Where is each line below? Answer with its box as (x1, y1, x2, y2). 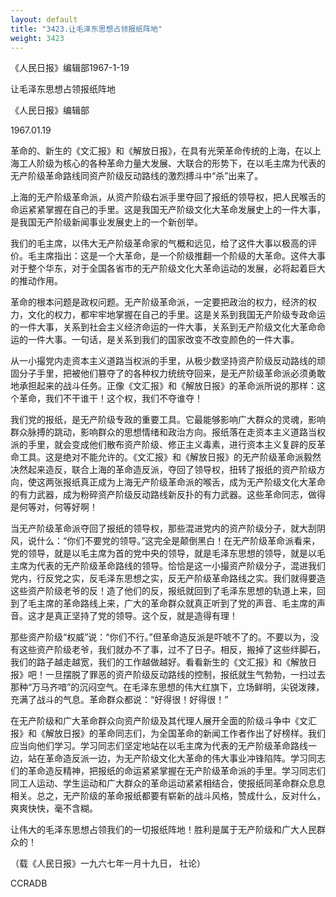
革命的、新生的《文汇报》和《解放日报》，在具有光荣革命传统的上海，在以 (10, 145, 313, 157)
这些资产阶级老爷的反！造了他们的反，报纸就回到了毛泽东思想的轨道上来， (10, 585, 317, 597)
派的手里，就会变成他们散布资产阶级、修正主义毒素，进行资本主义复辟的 (10, 439, 308, 451)
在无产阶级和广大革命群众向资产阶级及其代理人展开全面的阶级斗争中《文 (10, 715, 308, 727)
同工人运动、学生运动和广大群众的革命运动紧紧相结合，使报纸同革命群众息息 (10, 777, 326, 790)
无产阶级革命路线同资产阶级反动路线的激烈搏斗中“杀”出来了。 (10, 170, 264, 182)
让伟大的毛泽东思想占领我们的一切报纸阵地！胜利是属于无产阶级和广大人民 (10, 824, 317, 836)
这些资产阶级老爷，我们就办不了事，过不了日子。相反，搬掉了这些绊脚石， (18, 644, 326, 656)
